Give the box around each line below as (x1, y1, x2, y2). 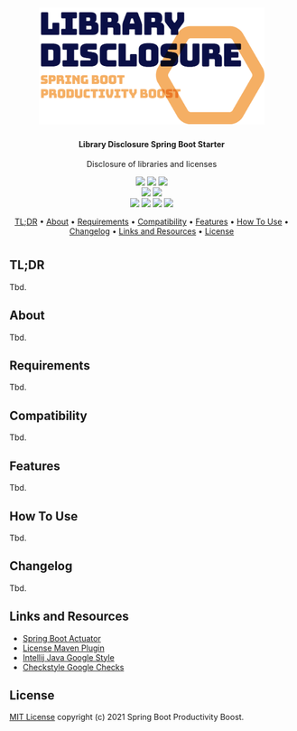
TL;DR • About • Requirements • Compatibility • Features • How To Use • (14, 216, 289, 228)
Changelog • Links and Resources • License (69, 226, 235, 237)
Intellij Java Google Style (22, 651, 115, 662)
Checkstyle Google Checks (22, 661, 125, 672)
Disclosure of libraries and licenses (86, 159, 218, 170)
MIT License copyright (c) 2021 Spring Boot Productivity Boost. (9, 712, 245, 723)
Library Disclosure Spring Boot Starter (78, 138, 226, 149)
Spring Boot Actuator (22, 633, 101, 643)
